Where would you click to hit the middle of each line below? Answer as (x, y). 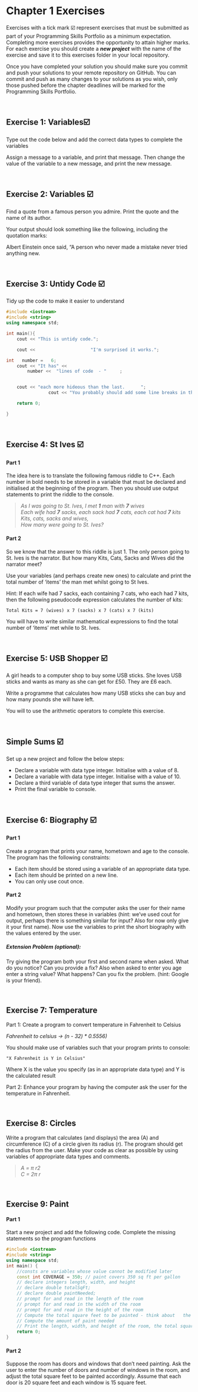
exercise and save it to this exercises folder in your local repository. (88, 55)
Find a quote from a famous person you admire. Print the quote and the (93, 212)
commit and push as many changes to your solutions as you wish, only (92, 79)
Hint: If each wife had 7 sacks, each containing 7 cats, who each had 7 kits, (98, 593)
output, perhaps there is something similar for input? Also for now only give (98, 921)
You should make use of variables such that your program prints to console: (98, 1048)
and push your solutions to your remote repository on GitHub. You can (91, 73)
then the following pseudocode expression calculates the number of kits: (95, 599)
